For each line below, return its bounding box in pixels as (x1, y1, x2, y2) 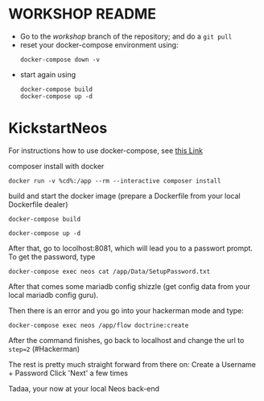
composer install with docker (8, 161, 105, 171)
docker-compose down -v (19, 56, 101, 64)
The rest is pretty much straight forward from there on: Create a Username (8, 359, 256, 369)
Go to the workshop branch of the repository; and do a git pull (19, 31, 233, 41)
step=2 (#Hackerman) (8, 344, 80, 353)
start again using (19, 69, 76, 79)
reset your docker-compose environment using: (19, 39, 179, 49)
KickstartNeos (8, 119, 108, 138)
